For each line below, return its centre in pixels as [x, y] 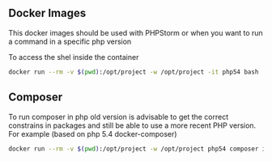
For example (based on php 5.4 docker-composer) [93, 133]
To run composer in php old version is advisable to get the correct [119, 117]
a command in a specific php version [70, 41]
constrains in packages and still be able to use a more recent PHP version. [132, 125]
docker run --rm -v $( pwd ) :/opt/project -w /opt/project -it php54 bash [134, 72]
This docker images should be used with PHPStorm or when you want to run [136, 32]
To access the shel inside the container [74, 57]
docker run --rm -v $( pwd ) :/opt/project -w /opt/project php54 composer [134, 149]
